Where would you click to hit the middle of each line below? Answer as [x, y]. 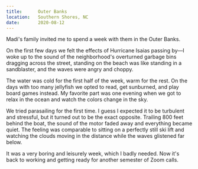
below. [14, 143]
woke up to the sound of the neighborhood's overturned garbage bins [91, 57]
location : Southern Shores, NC [47, 17]
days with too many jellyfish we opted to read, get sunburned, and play [92, 87]
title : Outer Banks [37, 11]
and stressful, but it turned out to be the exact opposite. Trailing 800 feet [95, 117]
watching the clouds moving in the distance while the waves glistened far [95, 136]
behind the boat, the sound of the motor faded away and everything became [99, 124]
